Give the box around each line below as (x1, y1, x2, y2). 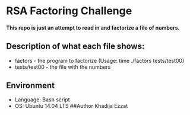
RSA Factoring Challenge (6, 4, 132, 18)
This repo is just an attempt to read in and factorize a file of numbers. (6, 24, 180, 31)
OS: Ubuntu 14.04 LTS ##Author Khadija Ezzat (14, 103, 128, 110)
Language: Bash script (14, 96, 70, 103)
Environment (6, 80, 55, 90)
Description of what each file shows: (6, 41, 145, 52)
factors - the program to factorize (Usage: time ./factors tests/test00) (14, 57, 185, 64)
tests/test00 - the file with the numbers (14, 63, 111, 71)
